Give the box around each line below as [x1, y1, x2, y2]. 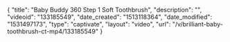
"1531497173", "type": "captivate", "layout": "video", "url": [7, 20, 171, 28]
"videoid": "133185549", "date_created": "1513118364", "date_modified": [7, 13, 213, 21]
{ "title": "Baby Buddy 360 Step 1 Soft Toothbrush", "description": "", [7, 6, 202, 14]
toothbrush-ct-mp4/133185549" [7, 27, 99, 35]
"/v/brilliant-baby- [172, 20, 223, 28]
